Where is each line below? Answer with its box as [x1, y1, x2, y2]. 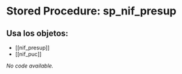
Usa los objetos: [6, 28, 69, 39]
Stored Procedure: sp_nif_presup [6, 4, 177, 18]
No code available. [6, 62, 53, 69]
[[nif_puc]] [15, 51, 42, 58]
